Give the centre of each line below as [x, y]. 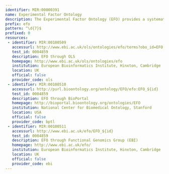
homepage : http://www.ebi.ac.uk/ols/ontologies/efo [67, 61]
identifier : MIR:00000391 [32, 10]
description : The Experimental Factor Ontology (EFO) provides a [75, 19]
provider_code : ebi [32, 163]
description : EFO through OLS [44, 56]
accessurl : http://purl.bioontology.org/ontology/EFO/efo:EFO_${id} [85, 89]
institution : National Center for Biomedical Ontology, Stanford [82, 108]
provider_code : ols [32, 80]
